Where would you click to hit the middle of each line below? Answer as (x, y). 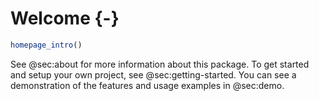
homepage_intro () (46, 45)
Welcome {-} (65, 18)
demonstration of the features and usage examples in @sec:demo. (147, 85)
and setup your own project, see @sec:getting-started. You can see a (153, 74)
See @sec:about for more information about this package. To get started (160, 64)
